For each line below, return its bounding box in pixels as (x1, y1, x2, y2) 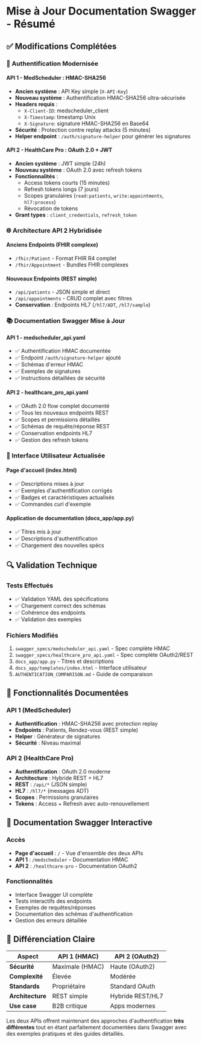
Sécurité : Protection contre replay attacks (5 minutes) (14, 126, 151, 134)
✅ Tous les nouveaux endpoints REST (14, 409, 109, 416)
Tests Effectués (6, 581, 53, 590)
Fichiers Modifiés (6, 631, 58, 639)
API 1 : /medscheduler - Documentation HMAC (14, 856, 128, 863)
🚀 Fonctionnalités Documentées (6, 688, 128, 699)
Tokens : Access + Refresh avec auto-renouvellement (14, 799, 150, 807)
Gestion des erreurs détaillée (14, 917, 87, 924)
